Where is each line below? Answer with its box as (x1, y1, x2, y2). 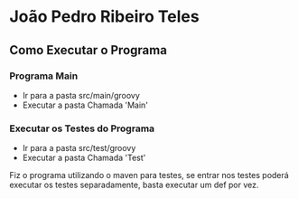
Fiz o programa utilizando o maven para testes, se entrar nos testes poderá (9, 170, 289, 181)
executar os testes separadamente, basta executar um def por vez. (9, 179, 259, 191)
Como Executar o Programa (9, 43, 167, 58)
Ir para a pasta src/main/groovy (22, 90, 140, 100)
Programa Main (9, 70, 79, 82)
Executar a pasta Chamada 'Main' (22, 99, 149, 110)
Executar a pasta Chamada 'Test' (22, 152, 146, 164)
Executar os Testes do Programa (9, 122, 155, 135)
